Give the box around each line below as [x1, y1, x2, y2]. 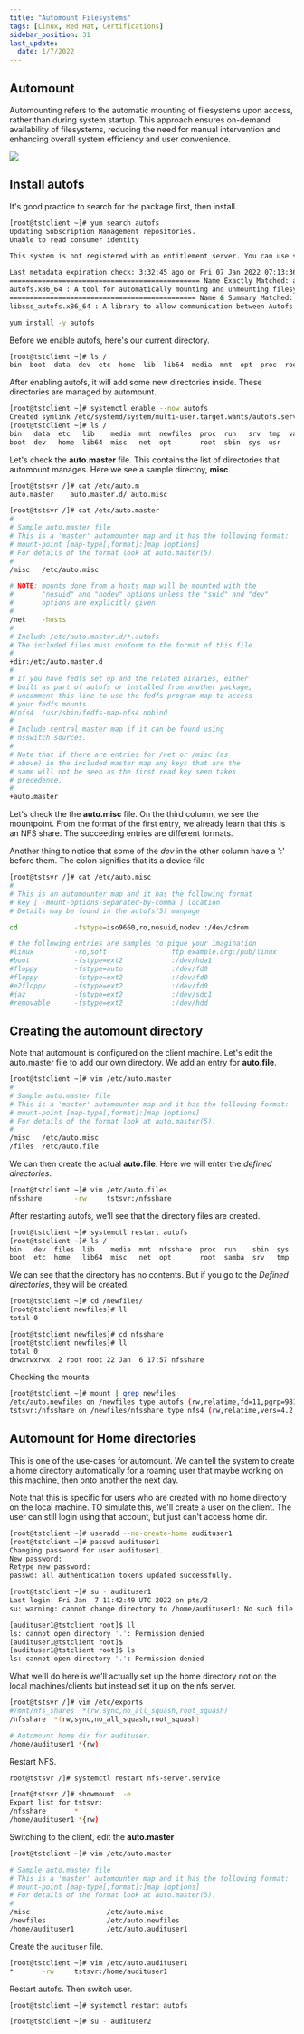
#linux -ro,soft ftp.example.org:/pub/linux [9, 948, 278, 957]
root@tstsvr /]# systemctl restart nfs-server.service [9, 1774, 221, 1783]
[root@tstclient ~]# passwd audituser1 [9, 1537, 160, 1546]
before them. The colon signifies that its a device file [9, 855, 205, 866]
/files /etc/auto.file [9, 1142, 100, 1152]
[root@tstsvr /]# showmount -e [9, 1790, 131, 1799]
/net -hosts [9, 615, 67, 624]
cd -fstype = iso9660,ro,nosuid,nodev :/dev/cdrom [9, 922, 249, 932]
